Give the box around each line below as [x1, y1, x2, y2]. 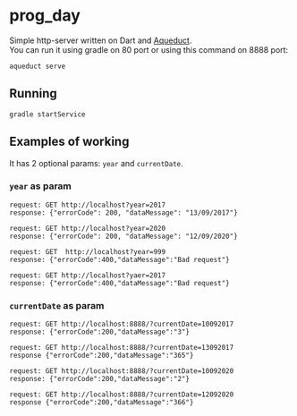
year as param [9, 180, 72, 192]
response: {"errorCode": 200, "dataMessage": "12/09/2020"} [9, 232, 239, 241]
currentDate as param [9, 299, 105, 311]
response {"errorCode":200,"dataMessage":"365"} [9, 351, 194, 361]
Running [9, 86, 58, 101]
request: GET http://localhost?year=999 [9, 247, 166, 256]
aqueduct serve [9, 62, 66, 71]
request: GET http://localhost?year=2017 [9, 200, 166, 209]
